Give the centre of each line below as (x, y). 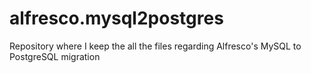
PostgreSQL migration (55, 56)
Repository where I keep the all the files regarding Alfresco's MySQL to (155, 46)
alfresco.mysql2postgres (116, 18)
